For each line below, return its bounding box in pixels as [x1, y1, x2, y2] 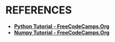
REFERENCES [5, 3, 72, 17]
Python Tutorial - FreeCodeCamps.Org [13, 23, 110, 30]
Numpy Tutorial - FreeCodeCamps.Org [13, 29, 110, 36]
